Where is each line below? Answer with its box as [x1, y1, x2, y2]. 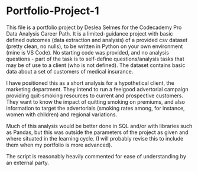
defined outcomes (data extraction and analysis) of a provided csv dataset [6, 36, 188, 43]
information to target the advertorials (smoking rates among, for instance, [6, 104, 185, 112]
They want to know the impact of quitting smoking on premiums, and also [6, 98, 185, 105]
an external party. [6, 159, 49, 166]
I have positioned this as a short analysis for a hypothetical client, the [6, 79, 174, 87]
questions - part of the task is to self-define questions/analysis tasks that [6, 55, 184, 62]
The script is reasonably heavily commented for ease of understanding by [6, 152, 186, 160]
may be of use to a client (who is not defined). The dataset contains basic [6, 61, 186, 69]
